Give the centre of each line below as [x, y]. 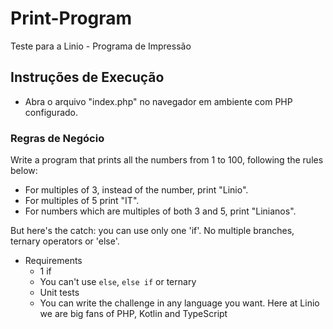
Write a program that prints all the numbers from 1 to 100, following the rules [167, 160]
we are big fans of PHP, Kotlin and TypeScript [133, 314]
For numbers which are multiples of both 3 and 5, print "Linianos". [160, 211]
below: [24, 171]
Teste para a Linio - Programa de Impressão [101, 46]
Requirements [53, 261]
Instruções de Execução [87, 77]
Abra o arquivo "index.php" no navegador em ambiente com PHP [158, 101]
